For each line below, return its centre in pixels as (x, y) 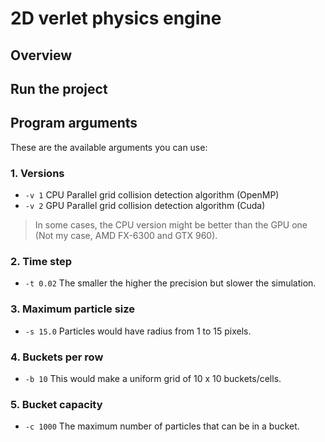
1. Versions (37, 173)
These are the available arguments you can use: (109, 147)
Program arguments (74, 123)
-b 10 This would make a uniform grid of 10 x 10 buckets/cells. (153, 378)
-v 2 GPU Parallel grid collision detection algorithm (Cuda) (145, 206)
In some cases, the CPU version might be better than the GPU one (171, 225)
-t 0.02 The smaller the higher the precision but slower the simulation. (170, 283)
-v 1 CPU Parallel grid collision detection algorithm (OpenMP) (152, 195)
